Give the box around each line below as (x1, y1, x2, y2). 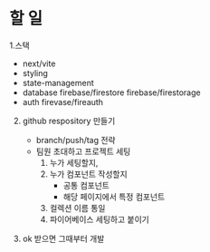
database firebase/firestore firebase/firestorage (22, 87, 201, 98)
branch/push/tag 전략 (35, 134, 116, 145)
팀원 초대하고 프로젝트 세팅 (35, 146, 131, 157)
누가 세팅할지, (49, 157, 99, 168)
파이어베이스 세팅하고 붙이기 (49, 214, 149, 225)
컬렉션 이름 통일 (49, 202, 106, 213)
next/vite (22, 58, 56, 69)
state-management (22, 77, 95, 88)
